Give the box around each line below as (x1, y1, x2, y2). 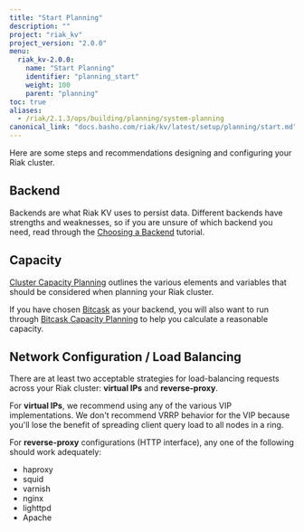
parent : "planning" (25, 89, 100, 98)
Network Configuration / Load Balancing (9, 349, 242, 365)
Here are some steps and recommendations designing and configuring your (9, 147, 292, 158)
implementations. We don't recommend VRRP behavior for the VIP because (9, 410, 290, 421)
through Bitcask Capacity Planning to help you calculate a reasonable (9, 313, 269, 324)
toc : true (9, 97, 47, 107)
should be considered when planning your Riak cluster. (9, 286, 214, 297)
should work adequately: (9, 447, 102, 458)
